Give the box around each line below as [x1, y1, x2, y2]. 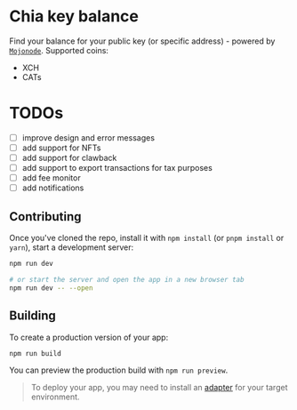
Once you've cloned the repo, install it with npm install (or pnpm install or [9, 233, 285, 244]
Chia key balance [9, 6, 140, 27]
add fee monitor [21, 173, 82, 183]
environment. [30, 391, 80, 402]
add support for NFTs [21, 142, 101, 153]
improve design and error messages [21, 132, 156, 143]
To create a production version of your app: [9, 332, 169, 342]
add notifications [21, 182, 84, 193]
